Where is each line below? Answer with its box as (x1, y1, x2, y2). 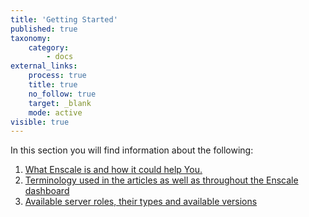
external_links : (10, 61, 78, 71)
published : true (10, 24, 78, 34)
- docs (46, 52, 74, 62)
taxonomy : (10, 33, 52, 43)
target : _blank (28, 98, 92, 108)
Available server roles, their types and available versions (24, 196, 258, 208)
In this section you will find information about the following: (10, 144, 254, 156)
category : (28, 42, 70, 53)
